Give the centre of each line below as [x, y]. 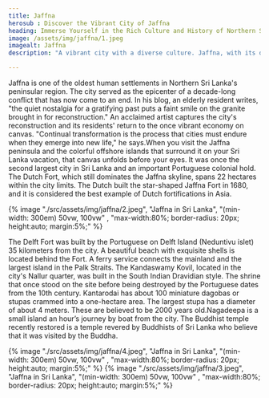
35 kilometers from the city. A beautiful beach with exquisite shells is [122, 250]
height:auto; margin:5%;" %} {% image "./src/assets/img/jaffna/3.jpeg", [126, 368]
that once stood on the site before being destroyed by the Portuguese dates [133, 284]
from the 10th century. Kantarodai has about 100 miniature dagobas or [124, 293]
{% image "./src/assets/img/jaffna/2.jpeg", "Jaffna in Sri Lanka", [113, 209]
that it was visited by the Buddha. [63, 335]
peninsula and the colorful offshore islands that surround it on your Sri [124, 151]
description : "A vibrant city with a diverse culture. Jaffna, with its [132, 53]
